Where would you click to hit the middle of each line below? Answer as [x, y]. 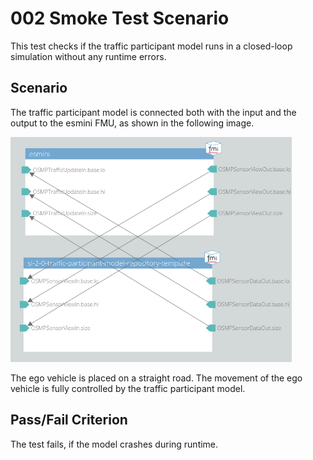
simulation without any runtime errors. [88, 56]
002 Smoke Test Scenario [120, 18]
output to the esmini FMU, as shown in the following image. [132, 123]
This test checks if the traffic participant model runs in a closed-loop [151, 46]
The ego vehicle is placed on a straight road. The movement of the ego [156, 378]
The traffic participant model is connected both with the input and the [153, 112]
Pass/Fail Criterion [69, 420]
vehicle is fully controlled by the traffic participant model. [128, 388]
